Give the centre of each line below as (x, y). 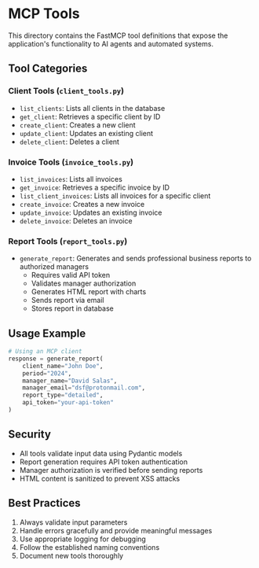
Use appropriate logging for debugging (83, 539)
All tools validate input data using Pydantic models (101, 453)
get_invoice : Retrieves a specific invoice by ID (95, 187)
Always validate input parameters (73, 522)
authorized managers (54, 267)
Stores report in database (72, 308)
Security (29, 435)
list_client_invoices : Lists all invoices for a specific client (115, 195)
